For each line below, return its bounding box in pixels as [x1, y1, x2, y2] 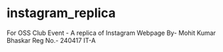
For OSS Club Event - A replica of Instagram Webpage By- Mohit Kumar [6, 28, 216, 37]
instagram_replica [6, 5, 116, 21]
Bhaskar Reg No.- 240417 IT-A [6, 36, 97, 44]
